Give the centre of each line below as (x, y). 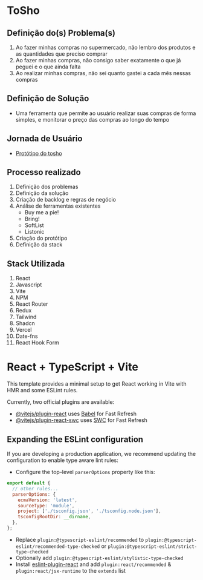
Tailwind (26, 317)
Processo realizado (44, 172)
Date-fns (27, 336)
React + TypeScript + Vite (72, 367)
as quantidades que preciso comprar (61, 54)
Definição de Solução (48, 98)
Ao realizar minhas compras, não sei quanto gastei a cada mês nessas (103, 73)
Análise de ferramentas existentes (58, 206)
